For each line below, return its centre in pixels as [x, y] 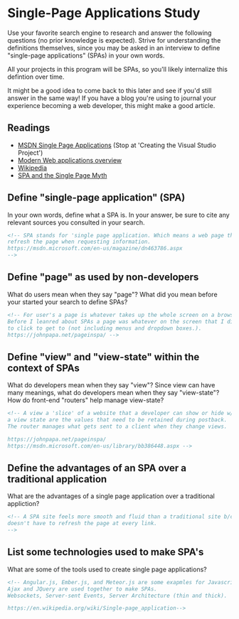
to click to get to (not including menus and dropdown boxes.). [105, 328]
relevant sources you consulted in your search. [76, 222]
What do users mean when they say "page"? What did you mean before [113, 294]
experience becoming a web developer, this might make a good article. [111, 105]
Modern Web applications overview [70, 160]
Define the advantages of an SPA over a [97, 468]
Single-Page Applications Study [104, 13]
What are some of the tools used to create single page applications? [107, 569]
